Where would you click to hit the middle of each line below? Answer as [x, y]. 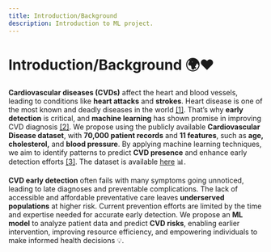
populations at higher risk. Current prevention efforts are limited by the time [135, 206]
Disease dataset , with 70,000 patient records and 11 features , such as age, [136, 136]
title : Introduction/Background [63, 16]
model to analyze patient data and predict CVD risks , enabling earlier [124, 224]
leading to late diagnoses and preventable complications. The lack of [123, 189]
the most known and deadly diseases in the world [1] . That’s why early [126, 110]
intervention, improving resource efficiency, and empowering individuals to [133, 232]
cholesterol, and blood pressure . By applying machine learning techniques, [135, 144]
